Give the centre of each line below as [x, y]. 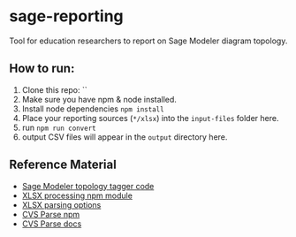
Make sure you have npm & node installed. [99, 99]
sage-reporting [66, 16]
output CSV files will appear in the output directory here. [125, 137]
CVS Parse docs [52, 224]
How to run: [42, 69]
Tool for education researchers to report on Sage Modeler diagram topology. [148, 41]
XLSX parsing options [61, 204]
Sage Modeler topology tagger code [88, 186]
